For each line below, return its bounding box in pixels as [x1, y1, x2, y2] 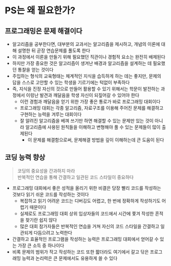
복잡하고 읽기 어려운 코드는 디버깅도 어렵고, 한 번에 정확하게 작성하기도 [19, 198, 161, 204]
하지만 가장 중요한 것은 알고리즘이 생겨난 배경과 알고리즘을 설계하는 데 [12, 60, 152, 66]
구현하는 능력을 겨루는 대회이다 [19, 111, 82, 117]
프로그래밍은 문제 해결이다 [5, 27, 82, 35]
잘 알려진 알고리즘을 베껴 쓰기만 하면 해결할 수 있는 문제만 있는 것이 [19, 118, 154, 124]
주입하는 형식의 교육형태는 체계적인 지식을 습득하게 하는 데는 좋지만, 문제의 [12, 73, 162, 79]
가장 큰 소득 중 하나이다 [17, 242, 65, 248]
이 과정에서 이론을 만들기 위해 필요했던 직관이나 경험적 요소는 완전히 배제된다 [12, 54, 166, 60]
